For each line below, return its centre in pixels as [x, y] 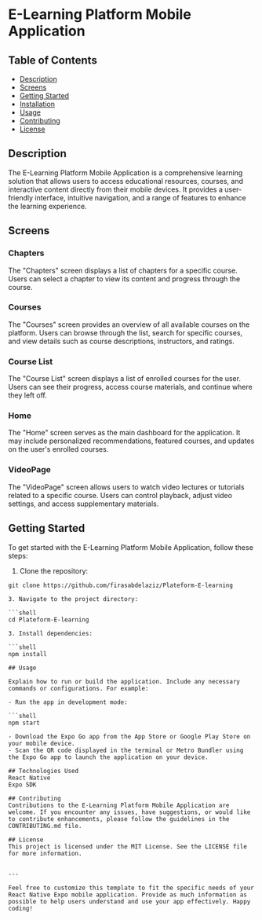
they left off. [27, 395]
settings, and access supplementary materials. [84, 504]
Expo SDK [22, 784]
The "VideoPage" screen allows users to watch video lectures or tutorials [126, 487]
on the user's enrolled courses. [58, 449]
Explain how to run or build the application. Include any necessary [124, 681]
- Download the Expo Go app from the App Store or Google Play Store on [129, 736]
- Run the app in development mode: [68, 702]
